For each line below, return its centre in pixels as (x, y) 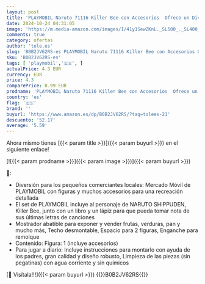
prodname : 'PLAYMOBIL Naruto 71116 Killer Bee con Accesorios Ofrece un (102, 92)
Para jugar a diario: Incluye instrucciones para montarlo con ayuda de (103, 250)
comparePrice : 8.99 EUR (37, 86)
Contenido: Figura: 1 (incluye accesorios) (67, 243)
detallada (27, 198)
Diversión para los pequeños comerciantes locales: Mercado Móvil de (103, 185)
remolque (27, 237)
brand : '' (19, 108)
